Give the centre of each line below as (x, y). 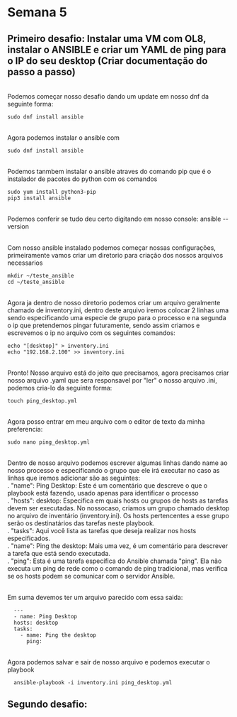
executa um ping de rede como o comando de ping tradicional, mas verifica (117, 568)
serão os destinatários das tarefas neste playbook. (81, 523)
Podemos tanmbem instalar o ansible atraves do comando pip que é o (109, 171)
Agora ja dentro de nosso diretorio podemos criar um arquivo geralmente (114, 303)
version (18, 226)
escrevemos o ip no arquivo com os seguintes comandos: (91, 333)
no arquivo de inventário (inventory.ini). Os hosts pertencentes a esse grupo (118, 516)
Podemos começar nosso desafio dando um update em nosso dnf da (108, 96)
